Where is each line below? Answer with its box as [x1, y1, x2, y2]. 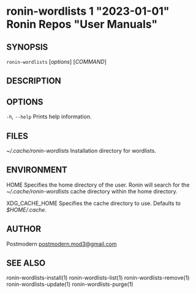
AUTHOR [6, 224, 42, 234]
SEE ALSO [6, 258, 46, 268]
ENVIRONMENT [6, 164, 67, 176]
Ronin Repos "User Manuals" [6, 17, 158, 31]
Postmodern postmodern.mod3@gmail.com [6, 240, 118, 247]
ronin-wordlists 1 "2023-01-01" [6, 4, 170, 18]
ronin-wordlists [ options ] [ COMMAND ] [6, 58, 107, 65]
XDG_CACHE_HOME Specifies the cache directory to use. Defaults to [6, 199, 181, 207]
